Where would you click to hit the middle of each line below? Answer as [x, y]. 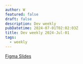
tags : [11, 38]
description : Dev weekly [31, 24]
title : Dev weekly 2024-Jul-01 [37, 33]
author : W [15, 10]
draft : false [19, 19]
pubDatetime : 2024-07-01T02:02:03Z [42, 28]
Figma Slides [18, 56]
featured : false [22, 14]
